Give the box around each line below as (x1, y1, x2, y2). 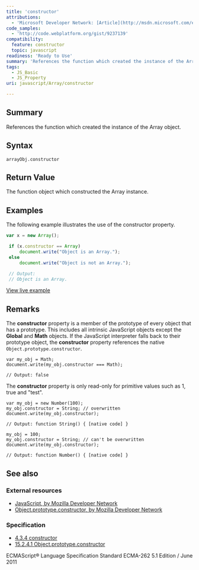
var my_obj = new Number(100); (6, 400, 84, 407)
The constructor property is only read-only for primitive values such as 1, (6, 382, 186, 389)
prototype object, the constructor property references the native (6, 339, 165, 346)
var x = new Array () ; (6, 233, 60, 239)
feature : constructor (11, 42, 65, 48)
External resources (6, 486, 62, 495)
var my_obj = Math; (6, 357, 54, 363)
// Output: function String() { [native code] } (6, 421, 129, 427)
